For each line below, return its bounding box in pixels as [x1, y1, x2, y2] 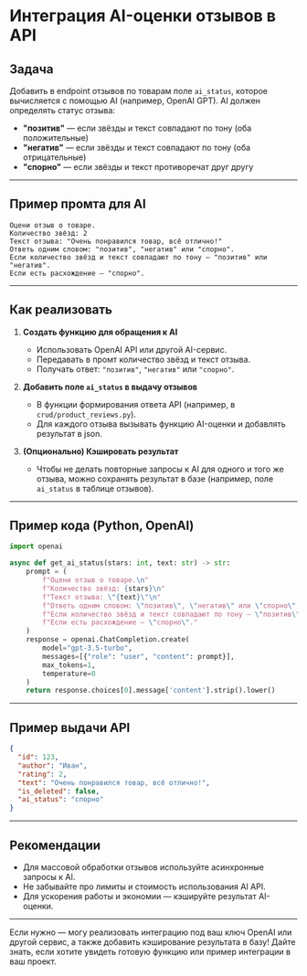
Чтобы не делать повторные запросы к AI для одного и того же [36, 463, 285, 474]
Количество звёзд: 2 [9, 228, 89, 238]
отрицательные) [22, 152, 87, 163]
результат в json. [36, 428, 103, 439]
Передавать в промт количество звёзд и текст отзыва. [36, 354, 251, 365]
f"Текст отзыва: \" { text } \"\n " [42, 592, 162, 601]
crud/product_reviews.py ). [36, 408, 137, 419]
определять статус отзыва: [9, 105, 116, 115]
